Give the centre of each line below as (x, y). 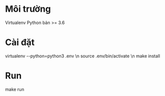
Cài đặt (20, 42)
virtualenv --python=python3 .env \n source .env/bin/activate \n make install (82, 56)
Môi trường (28, 9)
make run (15, 89)
